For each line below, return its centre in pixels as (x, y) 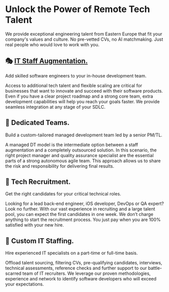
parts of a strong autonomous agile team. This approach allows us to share (83, 161)
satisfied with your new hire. (35, 225)
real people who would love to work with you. (52, 44)
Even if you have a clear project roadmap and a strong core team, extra (79, 96)
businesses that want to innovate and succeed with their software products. (84, 91)
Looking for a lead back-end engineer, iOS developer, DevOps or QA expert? (84, 204)
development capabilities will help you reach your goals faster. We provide (82, 101)
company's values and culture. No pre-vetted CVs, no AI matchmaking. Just (84, 39)
